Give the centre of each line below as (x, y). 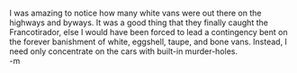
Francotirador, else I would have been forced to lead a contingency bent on (148, 32)
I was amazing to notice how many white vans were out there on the (135, 13)
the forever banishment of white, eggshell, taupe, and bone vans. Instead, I (148, 41)
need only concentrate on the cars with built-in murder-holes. (124, 51)
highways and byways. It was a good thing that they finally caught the (139, 23)
